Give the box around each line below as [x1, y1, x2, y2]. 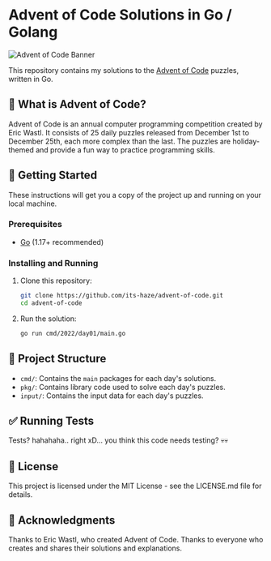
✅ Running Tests [8, 413, 95, 427]
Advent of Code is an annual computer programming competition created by [8, 119, 263, 129]
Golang [8, 23, 58, 41]
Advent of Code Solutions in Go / [8, 6, 232, 24]
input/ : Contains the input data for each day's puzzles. [19, 391, 204, 400]
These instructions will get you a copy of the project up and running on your [8, 190, 261, 199]
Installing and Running [8, 257, 99, 268]
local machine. [8, 199, 57, 208]
